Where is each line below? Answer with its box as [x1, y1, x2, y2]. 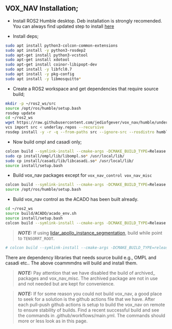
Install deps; [12, 33, 39, 39]
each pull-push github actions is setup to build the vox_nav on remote [17, 301, 165, 307]
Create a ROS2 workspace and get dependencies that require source [12, 86, 159, 92]
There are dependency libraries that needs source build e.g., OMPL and [5, 254, 157, 260]
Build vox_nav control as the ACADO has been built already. [12, 196, 139, 202]
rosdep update [5, 110, 36, 116]
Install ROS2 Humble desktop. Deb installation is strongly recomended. [12, 17, 162, 24]
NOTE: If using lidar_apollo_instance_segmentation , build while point [17, 230, 163, 236]
